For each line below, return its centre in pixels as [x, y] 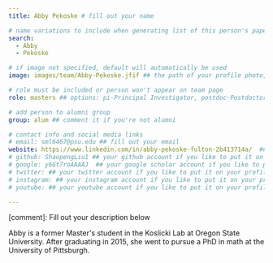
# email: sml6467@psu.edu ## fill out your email [94, 142]
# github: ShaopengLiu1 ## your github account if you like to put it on [136, 157]
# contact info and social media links [76, 135]
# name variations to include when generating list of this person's [129, 30]
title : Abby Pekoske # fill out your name [81, 16]
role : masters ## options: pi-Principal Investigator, [103, 97]
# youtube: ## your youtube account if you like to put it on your [125, 188]
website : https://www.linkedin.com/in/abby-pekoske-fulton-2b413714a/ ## [138, 150]
